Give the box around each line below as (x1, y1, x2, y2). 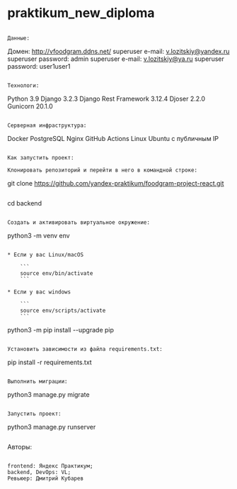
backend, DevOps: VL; (7, 468, 71, 476)
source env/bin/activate (20, 269, 93, 277)
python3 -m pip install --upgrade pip (7, 325, 115, 334)
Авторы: (7, 442, 33, 451)
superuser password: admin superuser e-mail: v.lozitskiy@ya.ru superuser (7, 55, 224, 63)
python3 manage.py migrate (7, 390, 90, 398)
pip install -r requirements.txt (7, 358, 92, 366)
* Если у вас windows (7, 288, 71, 296)
